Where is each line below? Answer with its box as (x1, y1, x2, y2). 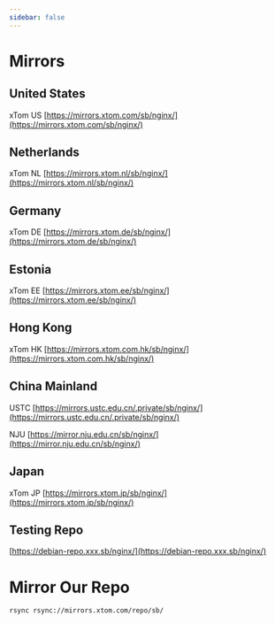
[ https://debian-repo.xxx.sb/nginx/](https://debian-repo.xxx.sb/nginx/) (9, 546, 267, 557)
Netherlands (9, 145, 80, 160)
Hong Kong (9, 320, 73, 335)
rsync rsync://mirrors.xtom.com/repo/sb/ (9, 606, 164, 615)
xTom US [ (9, 110, 47, 120)
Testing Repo (9, 522, 84, 537)
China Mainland (9, 379, 98, 394)
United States (9, 86, 86, 102)
